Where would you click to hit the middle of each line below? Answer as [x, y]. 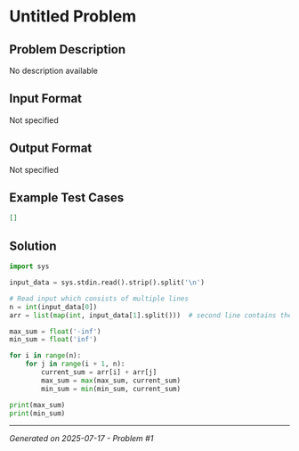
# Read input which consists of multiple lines [99, 299]
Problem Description [68, 49]
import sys [29, 266]
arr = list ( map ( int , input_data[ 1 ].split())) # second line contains [143, 315]
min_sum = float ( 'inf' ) [53, 340]
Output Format [51, 148]
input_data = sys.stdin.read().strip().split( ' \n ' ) [107, 283]
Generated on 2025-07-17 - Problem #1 [81, 439]
